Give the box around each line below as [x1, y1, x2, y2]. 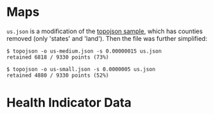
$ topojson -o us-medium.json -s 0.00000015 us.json [6, 48, 162, 55]
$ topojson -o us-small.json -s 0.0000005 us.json [6, 66, 156, 73]
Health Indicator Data [6, 95, 132, 111]
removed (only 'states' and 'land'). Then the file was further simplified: [6, 34, 208, 42]
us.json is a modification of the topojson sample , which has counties [6, 27, 203, 35]
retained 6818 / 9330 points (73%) [6, 53, 109, 61]
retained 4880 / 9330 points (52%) [6, 72, 109, 79]
